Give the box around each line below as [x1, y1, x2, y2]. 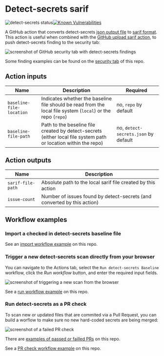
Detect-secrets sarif [5, 3, 89, 15]
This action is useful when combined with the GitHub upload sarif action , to [5, 34, 157, 40]
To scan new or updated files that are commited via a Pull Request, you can [5, 312, 157, 317]
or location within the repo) [41, 139, 103, 146]
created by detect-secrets [41, 127, 102, 134]
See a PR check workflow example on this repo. [5, 345, 101, 351]
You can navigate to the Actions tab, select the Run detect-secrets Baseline [5, 264, 159, 270]
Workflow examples [5, 216, 67, 224]
